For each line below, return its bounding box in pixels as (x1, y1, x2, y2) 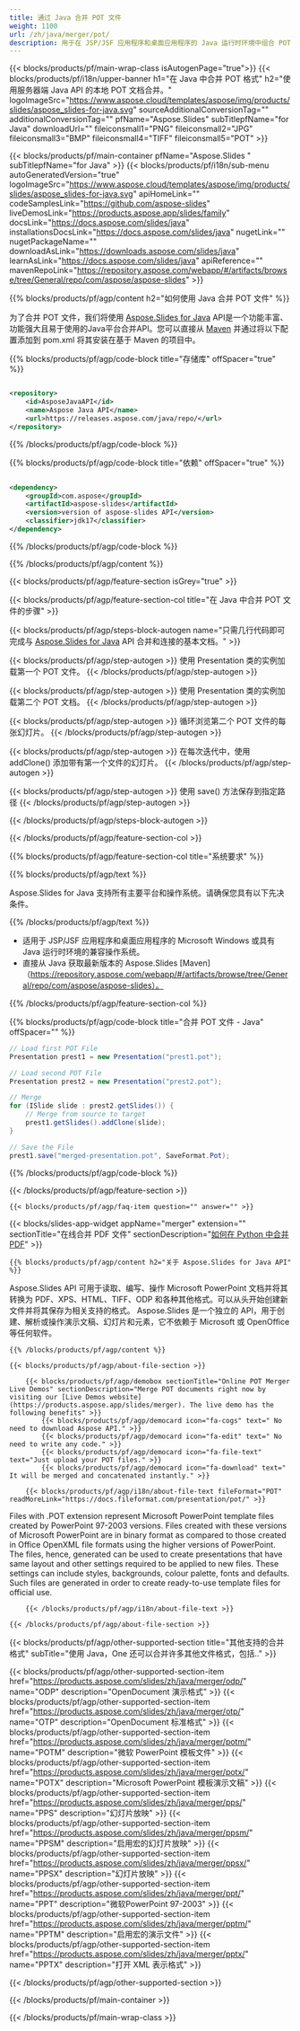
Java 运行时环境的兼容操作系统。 (21, 946, 145, 957)
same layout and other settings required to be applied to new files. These (9, 1558, 279, 1568)
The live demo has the (189, 1400, 275, 1409)
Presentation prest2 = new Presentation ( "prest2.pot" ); (9, 1077, 222, 1086)
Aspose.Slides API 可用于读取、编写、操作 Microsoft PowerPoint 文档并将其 (9, 1282, 288, 1294)
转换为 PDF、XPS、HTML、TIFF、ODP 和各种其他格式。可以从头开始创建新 (9, 1294, 288, 1304)
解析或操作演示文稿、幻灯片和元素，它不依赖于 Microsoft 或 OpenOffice (24, 1316, 290, 1327)
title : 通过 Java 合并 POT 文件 (9, 13, 123, 22)
